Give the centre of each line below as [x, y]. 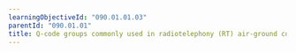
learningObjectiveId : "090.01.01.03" [78, 17]
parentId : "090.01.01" [50, 26]
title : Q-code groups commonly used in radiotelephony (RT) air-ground [143, 33]
